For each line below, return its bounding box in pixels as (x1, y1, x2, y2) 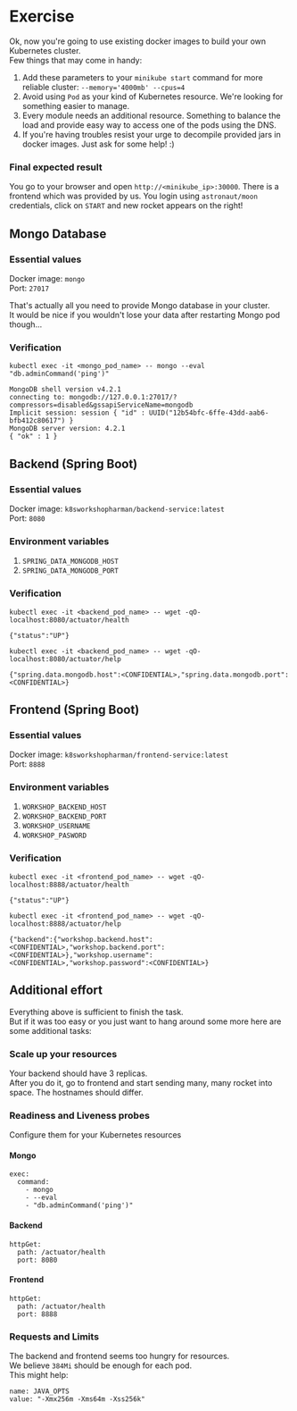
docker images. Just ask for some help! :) (21, 139, 176, 149)
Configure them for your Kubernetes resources (9, 1130, 182, 1140)
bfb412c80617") (9, 416, 66, 425)
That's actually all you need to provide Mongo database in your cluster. (9, 299, 270, 310)
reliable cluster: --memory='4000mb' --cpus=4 (21, 81, 186, 92)
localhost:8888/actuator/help (9, 919, 122, 928)
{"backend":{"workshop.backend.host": (9, 935, 153, 944)
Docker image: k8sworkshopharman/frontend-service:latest (9, 749, 229, 760)
